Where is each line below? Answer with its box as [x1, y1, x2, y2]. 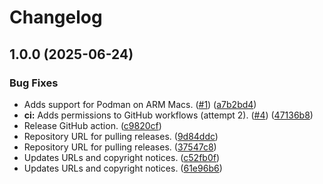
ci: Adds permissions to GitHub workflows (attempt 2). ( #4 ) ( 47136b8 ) [23, 109, 314, 121]
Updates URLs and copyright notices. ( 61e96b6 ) [23, 162, 223, 174]
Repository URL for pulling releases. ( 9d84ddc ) [23, 130, 219, 142]
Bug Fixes [9, 76, 59, 90]
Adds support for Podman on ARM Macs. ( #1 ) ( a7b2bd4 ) [23, 98, 257, 110]
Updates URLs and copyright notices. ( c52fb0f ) [23, 151, 221, 163]
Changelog [9, 6, 103, 29]
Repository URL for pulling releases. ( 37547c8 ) [23, 141, 217, 153]
